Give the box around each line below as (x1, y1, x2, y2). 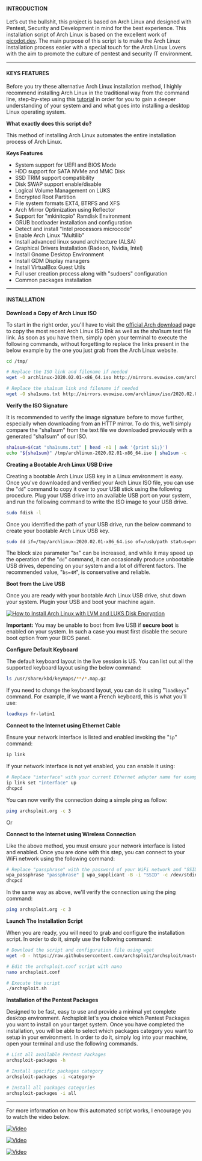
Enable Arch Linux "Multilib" (14, 232, 85, 239)
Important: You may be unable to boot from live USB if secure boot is (6, 621, 179, 629)
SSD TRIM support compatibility (14, 174, 95, 182)
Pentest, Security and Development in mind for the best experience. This (6, 25, 186, 32)
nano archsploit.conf (6, 969, 61, 975)
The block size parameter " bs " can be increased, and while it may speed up (6, 549, 194, 556)
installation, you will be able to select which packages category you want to (6, 1027, 194, 1035)
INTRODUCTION (6, 5, 48, 12)
